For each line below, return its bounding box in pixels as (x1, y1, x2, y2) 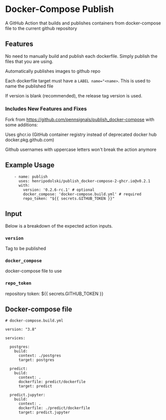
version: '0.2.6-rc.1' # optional (23, 187, 95, 192)
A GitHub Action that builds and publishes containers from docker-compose (5, 20, 161, 26)
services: (5, 336, 26, 341)
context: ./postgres (18, 353, 61, 358)
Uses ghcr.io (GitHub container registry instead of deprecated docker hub (5, 131, 157, 138)
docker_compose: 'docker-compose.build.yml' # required (23, 191, 142, 197)
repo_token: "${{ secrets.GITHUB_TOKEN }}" (23, 196, 115, 201)
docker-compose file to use (5, 268, 62, 274)
